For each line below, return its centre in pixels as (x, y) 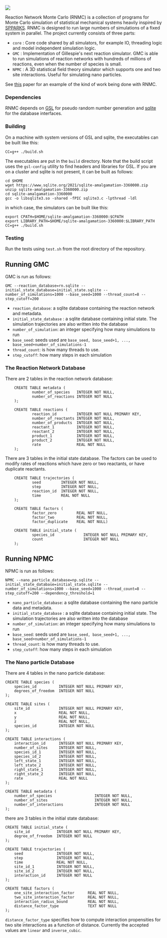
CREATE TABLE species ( (30, 682)
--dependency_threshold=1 (68, 593)
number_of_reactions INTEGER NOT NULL (72, 397)
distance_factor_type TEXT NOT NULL (66, 906)
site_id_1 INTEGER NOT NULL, (54, 867)
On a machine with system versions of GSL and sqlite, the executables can (82, 137)
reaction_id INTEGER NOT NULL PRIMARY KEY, (86, 414)
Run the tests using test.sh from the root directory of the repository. (76, 249)
